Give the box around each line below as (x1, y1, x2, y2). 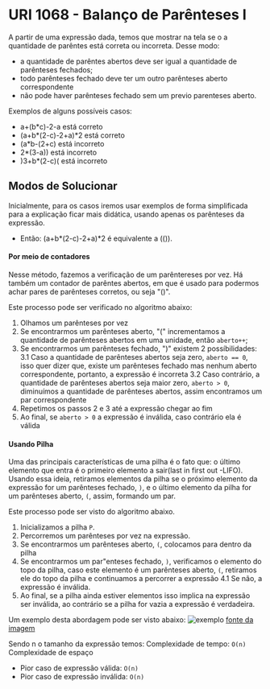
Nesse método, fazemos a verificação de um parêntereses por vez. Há (8, 270, 243, 279)
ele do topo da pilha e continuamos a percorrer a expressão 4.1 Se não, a (19, 574, 263, 584)
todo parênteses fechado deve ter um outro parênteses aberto (19, 73, 228, 83)
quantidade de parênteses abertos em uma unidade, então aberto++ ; (19, 335, 248, 344)
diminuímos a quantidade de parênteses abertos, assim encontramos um (19, 386, 263, 396)
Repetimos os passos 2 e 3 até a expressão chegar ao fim (19, 403, 213, 413)
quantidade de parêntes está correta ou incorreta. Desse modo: (8, 40, 220, 50)
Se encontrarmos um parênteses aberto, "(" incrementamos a (19, 326, 226, 336)
